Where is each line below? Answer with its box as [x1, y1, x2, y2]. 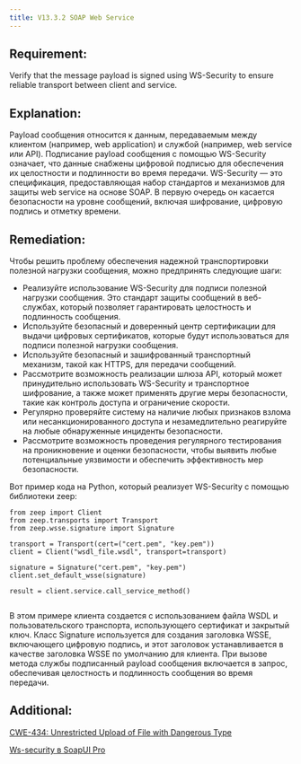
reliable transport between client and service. [9, 80, 178, 91]
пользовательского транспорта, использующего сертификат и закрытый [9, 620, 290, 631]
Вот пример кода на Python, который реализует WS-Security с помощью [9, 481, 289, 492]
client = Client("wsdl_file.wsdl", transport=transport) [9, 548, 227, 557]
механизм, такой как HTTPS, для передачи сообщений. [22, 359, 236, 370]
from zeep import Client [9, 508, 102, 517]
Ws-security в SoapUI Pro [9, 744, 106, 755]
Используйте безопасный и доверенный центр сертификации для [22, 321, 276, 332]
